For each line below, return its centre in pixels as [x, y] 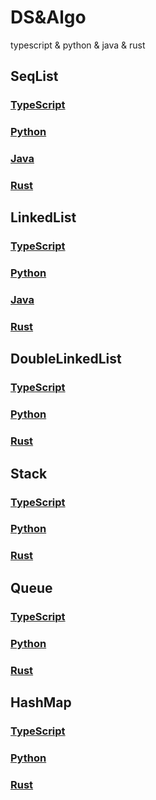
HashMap [41, 702]
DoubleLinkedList [66, 359]
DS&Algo [48, 17]
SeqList [34, 76]
